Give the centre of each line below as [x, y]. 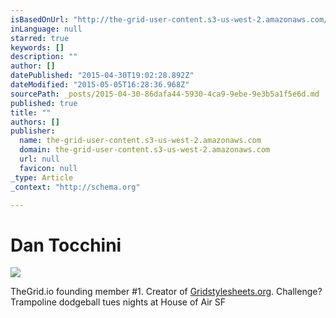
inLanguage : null [46, 29]
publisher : [33, 131]
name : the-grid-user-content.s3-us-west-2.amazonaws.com [140, 141]
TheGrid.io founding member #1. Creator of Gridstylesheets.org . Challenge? [166, 292]
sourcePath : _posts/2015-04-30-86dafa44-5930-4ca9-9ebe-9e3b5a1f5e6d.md [165, 94]
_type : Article [42, 177]
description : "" [44, 57]
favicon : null [48, 168]
